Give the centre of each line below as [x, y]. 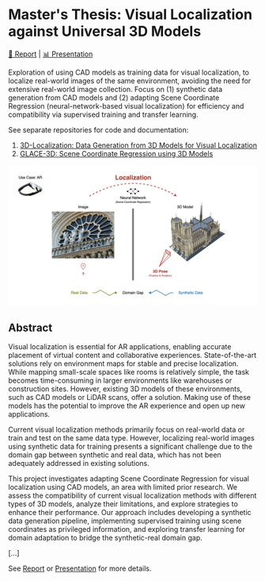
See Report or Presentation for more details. [80, 568]
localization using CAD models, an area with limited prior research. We [123, 487]
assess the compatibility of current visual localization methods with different [132, 496]
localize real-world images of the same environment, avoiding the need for [130, 80]
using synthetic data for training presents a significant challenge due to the [131, 447]
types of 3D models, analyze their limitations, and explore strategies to [123, 504]
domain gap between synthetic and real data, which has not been [115, 455]
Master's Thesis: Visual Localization [131, 15]
